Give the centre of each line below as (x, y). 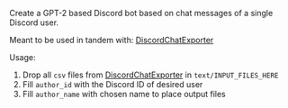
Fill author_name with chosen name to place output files (124, 94)
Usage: (22, 57)
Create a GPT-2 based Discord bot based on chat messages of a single (141, 13)
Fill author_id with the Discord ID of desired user (112, 84)
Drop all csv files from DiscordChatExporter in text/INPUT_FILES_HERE (150, 75)
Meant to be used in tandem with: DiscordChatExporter (112, 40)
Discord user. (34, 22)
